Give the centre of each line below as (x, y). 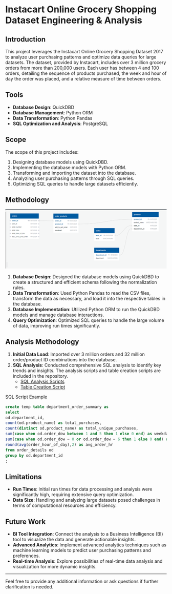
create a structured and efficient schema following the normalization (85, 282)
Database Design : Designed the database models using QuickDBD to (86, 277)
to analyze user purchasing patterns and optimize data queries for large (81, 57)
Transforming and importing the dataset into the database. (74, 173)
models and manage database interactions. (58, 315)
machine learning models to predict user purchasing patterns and (82, 550)
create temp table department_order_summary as (57, 407)
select (12, 412)
